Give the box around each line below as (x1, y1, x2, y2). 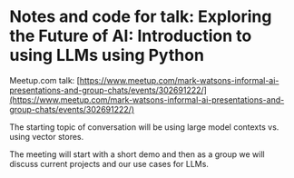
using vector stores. (9, 131, 84, 142)
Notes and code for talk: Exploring (9, 6, 272, 27)
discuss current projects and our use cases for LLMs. (9, 158, 209, 169)
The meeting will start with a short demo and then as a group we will (9, 148, 265, 160)
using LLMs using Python (9, 45, 204, 65)
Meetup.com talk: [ (9, 74, 80, 85)
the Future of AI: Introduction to (9, 25, 252, 46)
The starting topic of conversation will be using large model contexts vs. (9, 121, 279, 133)
